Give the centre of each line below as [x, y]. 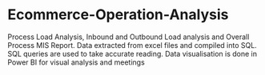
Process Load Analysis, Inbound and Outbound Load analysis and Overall [128, 37]
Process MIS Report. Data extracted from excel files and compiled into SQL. [132, 45]
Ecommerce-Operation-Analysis [118, 15]
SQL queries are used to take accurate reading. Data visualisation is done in [132, 53]
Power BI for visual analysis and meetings [76, 62]
